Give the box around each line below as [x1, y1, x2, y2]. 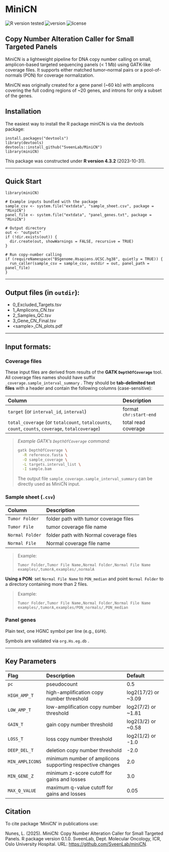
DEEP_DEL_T [8, 747, 34, 753]
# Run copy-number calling [5, 252, 62, 258]
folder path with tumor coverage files [46, 515, 134, 522]
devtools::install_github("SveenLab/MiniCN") [5, 145, 102, 150]
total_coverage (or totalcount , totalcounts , [8, 418, 112, 425]
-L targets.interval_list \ [22, 462, 81, 467]
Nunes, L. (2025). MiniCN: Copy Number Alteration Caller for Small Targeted [5, 830, 163, 836]
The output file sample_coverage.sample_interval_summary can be [17, 475, 152, 482]
